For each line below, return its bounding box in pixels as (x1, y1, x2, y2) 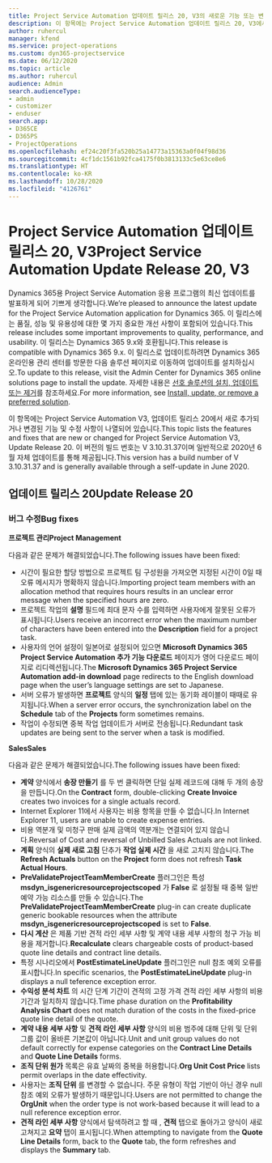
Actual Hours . (19, 863, 68, 872)
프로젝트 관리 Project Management (8, 533, 121, 543)
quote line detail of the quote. (19, 1014, 119, 1024)
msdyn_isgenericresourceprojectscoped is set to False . (19, 919, 212, 929)
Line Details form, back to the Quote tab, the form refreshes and (19, 1136, 236, 1146)
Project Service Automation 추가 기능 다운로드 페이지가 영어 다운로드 (19, 652, 244, 662)
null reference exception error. (19, 1108, 121, 1118)
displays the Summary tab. (19, 1145, 111, 1155)
